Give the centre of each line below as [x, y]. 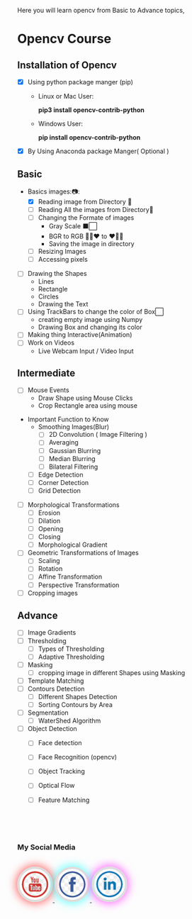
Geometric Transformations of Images [83, 553]
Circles [49, 296]
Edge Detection [61, 474]
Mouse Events [48, 390]
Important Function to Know [68, 419]
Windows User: [60, 124]
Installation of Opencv [67, 65]
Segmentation [48, 713]
